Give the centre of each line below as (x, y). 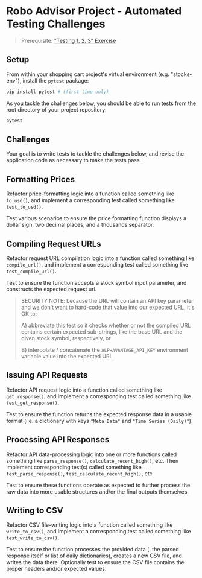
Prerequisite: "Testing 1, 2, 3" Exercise (68, 40)
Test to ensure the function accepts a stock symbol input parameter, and (96, 282)
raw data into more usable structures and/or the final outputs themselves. (97, 491)
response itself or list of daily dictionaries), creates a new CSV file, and (94, 556)
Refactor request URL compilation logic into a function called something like (100, 258)
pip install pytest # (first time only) (58, 92)
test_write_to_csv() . (33, 538)
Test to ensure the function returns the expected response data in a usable (99, 414)
